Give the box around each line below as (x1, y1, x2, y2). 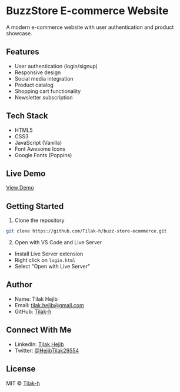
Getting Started (6, 201, 64, 211)
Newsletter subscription (14, 94, 73, 101)
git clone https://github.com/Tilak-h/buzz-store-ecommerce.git (6, 228, 167, 234)
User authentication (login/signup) (14, 62, 98, 69)
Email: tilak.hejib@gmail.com (14, 301, 84, 308)
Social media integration (14, 75, 74, 82)
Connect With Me (6, 325, 72, 335)
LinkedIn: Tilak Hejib (14, 340, 64, 348)
